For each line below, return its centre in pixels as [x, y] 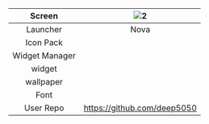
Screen [44, 16]
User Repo [44, 108]
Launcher [44, 29]
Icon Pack [44, 42]
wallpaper [44, 82]
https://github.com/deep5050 [140, 108]
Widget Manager [44, 56]
